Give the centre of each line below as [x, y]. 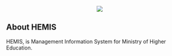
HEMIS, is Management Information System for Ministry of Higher [86, 41]
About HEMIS [31, 27]
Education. [19, 48]
